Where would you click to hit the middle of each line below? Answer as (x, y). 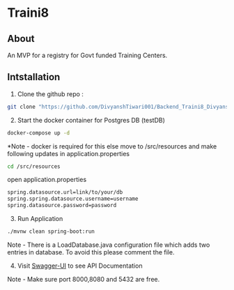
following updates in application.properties (69, 153)
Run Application (40, 219)
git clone (22, 107)
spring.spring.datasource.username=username (73, 199)
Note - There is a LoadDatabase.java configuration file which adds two (109, 245)
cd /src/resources (34, 166)
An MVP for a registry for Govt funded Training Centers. (87, 55)
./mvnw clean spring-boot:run (51, 231)
